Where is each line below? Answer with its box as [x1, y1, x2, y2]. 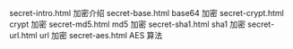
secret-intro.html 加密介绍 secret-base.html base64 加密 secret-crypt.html [9, 8, 284, 18]
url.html [9, 30, 38, 40]
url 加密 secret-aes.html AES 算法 [39, 30, 163, 40]
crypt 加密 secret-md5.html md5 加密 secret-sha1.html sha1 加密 [9, 19, 246, 29]
